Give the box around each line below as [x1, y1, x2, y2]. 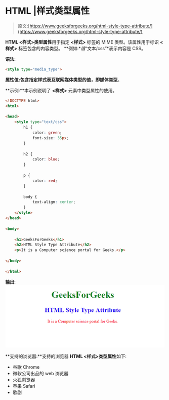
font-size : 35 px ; [32, 135, 69, 140]
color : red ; [32, 178, 58, 183]
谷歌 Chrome [12, 364, 40, 370]
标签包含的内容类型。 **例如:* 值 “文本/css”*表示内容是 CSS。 [18, 45, 146, 51]
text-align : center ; [32, 199, 76, 205]
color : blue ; [32, 157, 60, 162]
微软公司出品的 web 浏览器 [12, 370, 69, 376]
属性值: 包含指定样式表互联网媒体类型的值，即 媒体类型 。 [5, 76, 122, 83]
